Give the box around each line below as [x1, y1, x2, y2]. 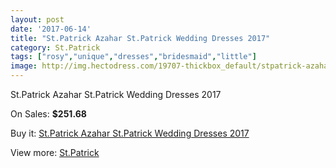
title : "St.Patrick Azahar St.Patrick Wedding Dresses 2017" [10, 33, 271, 43]
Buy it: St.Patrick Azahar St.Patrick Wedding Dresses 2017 [10, 127, 250, 139]
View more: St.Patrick [10, 147, 100, 158]
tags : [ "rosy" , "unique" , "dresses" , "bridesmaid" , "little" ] [10, 52, 257, 62]
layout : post [10, 14, 65, 25]
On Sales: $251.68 [10, 108, 87, 120]
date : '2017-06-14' [10, 24, 92, 34]
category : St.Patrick [10, 42, 101, 53]
